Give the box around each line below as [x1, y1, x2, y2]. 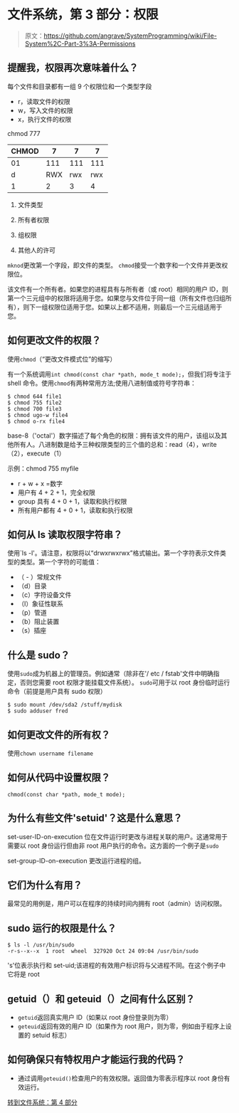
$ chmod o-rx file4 [7, 418, 65, 425]
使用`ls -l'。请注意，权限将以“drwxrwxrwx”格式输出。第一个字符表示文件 [7, 549, 221, 557]
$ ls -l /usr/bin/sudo [7, 941, 75, 949]
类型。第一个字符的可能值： [19, 558, 101, 566]
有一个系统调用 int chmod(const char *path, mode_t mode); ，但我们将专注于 [7, 369, 232, 378]
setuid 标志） [31, 1031, 71, 1040]
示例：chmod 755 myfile [7, 464, 80, 473]
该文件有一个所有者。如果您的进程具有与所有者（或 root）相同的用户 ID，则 [7, 285, 229, 293]
